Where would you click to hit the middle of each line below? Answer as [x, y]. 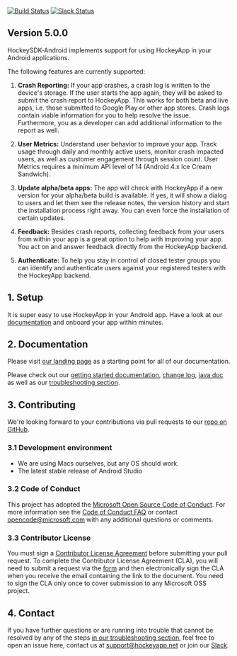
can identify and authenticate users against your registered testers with [122, 267]
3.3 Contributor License [49, 538]
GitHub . [18, 430]
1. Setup [25, 298]
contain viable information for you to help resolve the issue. [104, 115]
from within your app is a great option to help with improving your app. [120, 239]
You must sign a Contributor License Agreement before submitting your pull [117, 553]
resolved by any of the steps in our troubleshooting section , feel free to [111, 638]
